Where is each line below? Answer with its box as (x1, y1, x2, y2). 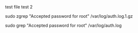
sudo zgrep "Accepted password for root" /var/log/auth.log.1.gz (5, 13, 133, 19)
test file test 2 (5, 4, 33, 10)
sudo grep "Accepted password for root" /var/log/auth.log (5, 22, 122, 28)
